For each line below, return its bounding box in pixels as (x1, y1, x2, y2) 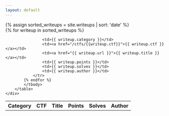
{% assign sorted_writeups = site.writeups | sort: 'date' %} (5, 22, 129, 28)
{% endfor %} (24, 78, 52, 83)
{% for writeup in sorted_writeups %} (5, 27, 84, 33)
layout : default (5, 7, 40, 13)
